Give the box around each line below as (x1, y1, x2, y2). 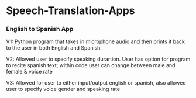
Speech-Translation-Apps (6, 4, 136, 17)
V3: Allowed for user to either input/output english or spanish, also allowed (6, 79, 186, 86)
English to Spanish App (6, 25, 74, 33)
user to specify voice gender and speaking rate (6, 86, 121, 93)
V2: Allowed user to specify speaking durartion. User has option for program (6, 55, 191, 62)
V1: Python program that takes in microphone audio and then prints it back (6, 38, 185, 45)
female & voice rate (6, 68, 53, 75)
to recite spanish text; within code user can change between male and (6, 62, 176, 69)
